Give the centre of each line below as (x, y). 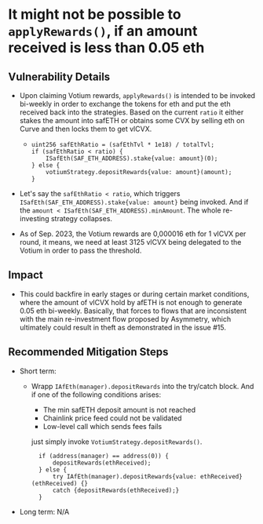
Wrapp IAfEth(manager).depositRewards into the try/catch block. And (142, 386)
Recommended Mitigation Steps (88, 352)
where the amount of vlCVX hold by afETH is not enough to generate (131, 302)
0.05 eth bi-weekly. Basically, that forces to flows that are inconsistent (133, 311)
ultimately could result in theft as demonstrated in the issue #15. (122, 327)
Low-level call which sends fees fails (102, 426)
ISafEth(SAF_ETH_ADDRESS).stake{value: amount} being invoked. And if (134, 202)
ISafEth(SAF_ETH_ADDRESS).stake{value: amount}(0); (132, 158)
